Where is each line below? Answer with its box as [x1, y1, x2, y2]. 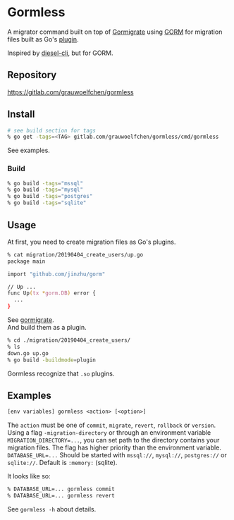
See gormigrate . [7, 316, 54, 324]
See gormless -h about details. [7, 504, 97, 513]
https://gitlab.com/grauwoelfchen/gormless [7, 87, 134, 96]
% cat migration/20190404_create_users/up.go [7, 251, 143, 258]
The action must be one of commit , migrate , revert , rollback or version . [7, 421, 216, 430]
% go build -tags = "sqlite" [7, 199, 87, 206]
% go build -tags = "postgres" [7, 193, 93, 200]
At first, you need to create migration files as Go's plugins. [7, 237, 176, 246]
